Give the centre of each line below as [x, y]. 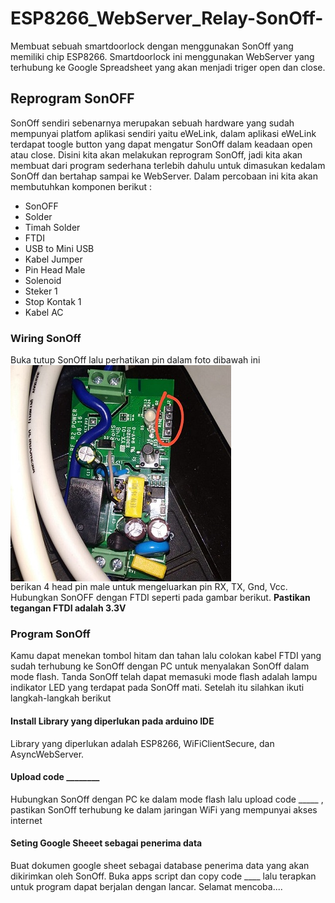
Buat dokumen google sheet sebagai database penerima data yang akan [160, 865]
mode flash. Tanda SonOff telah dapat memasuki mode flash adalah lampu [164, 677]
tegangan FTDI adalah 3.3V [68, 608]
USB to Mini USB [59, 248]
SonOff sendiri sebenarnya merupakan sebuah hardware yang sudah [152, 123]
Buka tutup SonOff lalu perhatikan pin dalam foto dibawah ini [135, 360]
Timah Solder [52, 227]
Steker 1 [41, 291]
